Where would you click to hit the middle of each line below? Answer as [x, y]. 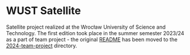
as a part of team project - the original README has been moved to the [92, 39]
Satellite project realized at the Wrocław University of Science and [86, 27]
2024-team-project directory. [42, 46]
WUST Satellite [43, 11]
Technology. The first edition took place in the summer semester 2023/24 [95, 33]
